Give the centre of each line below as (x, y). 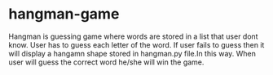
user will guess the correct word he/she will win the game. (106, 62)
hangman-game (64, 14)
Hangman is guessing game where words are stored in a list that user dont (133, 36)
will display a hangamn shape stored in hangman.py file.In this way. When (132, 53)
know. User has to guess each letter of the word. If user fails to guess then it (136, 44)
